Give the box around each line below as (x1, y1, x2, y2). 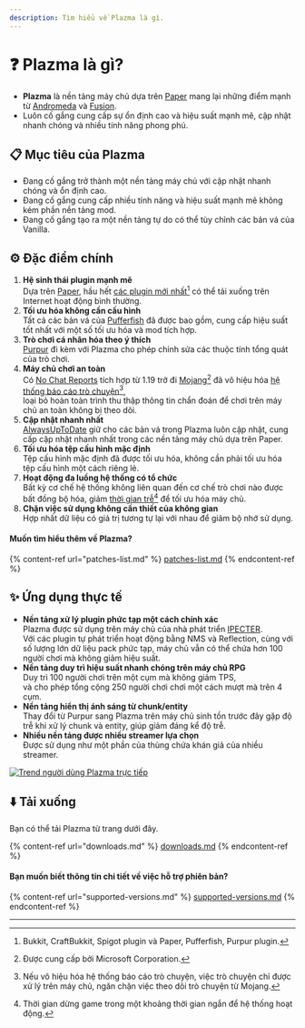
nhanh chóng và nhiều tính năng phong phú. (22, 119, 189, 130)
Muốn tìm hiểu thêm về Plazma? (9, 533, 133, 544)
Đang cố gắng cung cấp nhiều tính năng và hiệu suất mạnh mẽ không (22, 195, 283, 206)
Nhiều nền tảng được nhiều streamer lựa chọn (22, 730, 200, 741)
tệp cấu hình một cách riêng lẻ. (22, 463, 140, 474)
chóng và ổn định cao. (22, 186, 107, 197)
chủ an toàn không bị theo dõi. (22, 405, 138, 416)
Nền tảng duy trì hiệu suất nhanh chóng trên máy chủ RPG (22, 661, 247, 673)
